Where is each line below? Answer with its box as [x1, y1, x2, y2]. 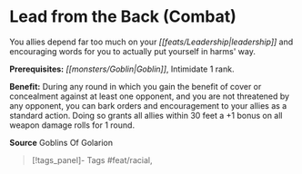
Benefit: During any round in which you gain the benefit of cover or [9, 81, 262, 92]
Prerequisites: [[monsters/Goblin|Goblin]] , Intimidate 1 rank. [9, 63, 235, 74]
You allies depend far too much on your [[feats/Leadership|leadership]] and [9, 36, 294, 47]
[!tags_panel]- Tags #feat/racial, [31, 154, 153, 165]
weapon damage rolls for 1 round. [9, 120, 135, 130]
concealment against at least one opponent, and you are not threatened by [9, 91, 289, 101]
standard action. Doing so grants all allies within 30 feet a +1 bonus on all [9, 110, 284, 121]
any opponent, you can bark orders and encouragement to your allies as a [9, 100, 287, 111]
